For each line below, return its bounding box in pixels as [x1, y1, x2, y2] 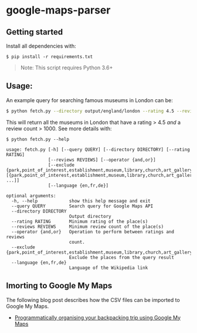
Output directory [69, 213, 111, 219]
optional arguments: [6, 193, 57, 199]
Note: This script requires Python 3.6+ [20, 64, 113, 71]
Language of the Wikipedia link [69, 265, 148, 271]
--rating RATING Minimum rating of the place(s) [11, 218, 148, 224]
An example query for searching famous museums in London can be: [6, 96, 173, 103]
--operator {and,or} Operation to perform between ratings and [11, 228, 175, 235]
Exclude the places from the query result [69, 254, 175, 260]
